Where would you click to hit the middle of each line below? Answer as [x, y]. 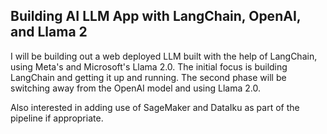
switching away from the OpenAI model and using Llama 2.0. [135, 88]
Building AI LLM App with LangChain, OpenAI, [156, 16]
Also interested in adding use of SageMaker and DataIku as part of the [155, 107]
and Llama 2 [49, 32]
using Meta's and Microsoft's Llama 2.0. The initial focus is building [149, 66]
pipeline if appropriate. [57, 118]
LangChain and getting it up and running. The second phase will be [148, 77]
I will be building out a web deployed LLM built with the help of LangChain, [164, 56]
